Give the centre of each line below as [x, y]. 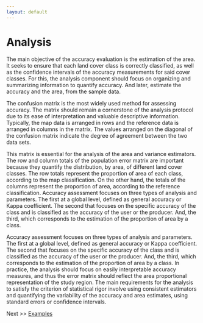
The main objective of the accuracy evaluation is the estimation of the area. [101, 59]
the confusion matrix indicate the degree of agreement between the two [97, 135]
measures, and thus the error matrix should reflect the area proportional [97, 275]
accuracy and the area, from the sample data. [63, 91]
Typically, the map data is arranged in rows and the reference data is [92, 122]
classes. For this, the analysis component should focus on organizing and [98, 78]
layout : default [27, 12]
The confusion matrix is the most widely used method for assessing [91, 103]
